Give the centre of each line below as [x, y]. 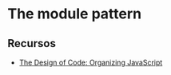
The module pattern [74, 14]
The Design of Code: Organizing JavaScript [91, 62]
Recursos [32, 43]
